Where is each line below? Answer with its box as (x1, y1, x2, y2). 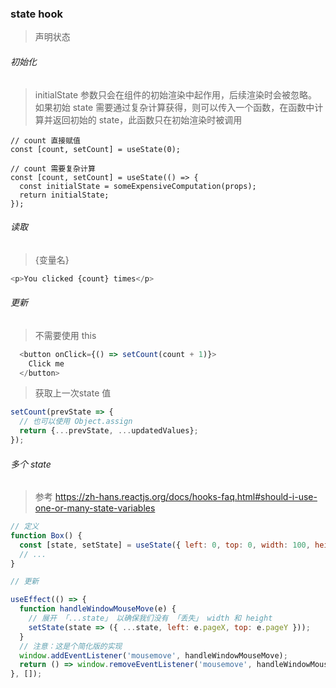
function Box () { (10, 530, 83, 541)
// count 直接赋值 (10, 135, 81, 146)
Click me (28, 358, 65, 369)
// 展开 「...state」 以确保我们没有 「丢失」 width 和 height (28, 613, 273, 624)
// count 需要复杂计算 (10, 163, 96, 174)
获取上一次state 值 (34, 387, 112, 399)
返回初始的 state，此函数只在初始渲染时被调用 (52, 113, 243, 126)
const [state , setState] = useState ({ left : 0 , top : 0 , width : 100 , (19, 540, 311, 550)
